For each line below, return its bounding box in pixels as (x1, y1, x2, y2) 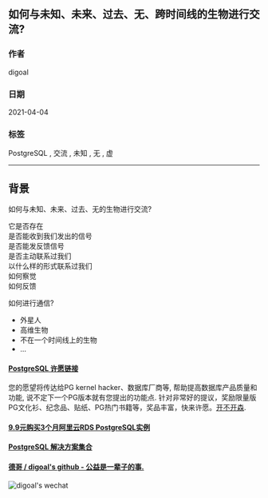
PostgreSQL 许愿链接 (8, 363, 79, 373)
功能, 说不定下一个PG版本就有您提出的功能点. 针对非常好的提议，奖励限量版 (8, 392, 257, 402)
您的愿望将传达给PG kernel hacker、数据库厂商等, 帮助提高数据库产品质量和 (8, 383, 258, 392)
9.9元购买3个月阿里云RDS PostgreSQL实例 (8, 422, 150, 432)
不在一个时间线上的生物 (19, 335, 97, 345)
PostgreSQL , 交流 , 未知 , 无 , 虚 (8, 149, 114, 158)
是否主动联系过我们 (8, 251, 72, 261)
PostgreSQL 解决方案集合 (8, 442, 93, 452)
